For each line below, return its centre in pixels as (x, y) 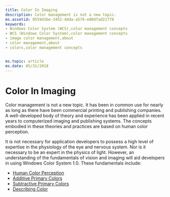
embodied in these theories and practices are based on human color (77, 127)
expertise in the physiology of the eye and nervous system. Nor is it (76, 147)
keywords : (16, 24)
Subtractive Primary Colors (41, 184)
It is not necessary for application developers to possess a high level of (79, 142)
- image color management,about (39, 38)
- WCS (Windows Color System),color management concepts (67, 33)
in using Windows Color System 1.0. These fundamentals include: (73, 163)
